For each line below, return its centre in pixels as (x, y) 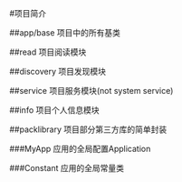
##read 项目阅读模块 (48, 52)
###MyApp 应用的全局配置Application (80, 149)
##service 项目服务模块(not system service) (91, 91)
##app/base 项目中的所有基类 (65, 33)
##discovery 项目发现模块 (58, 71)
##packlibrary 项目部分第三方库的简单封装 (88, 129)
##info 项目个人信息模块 (54, 110)
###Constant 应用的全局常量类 (67, 168)
